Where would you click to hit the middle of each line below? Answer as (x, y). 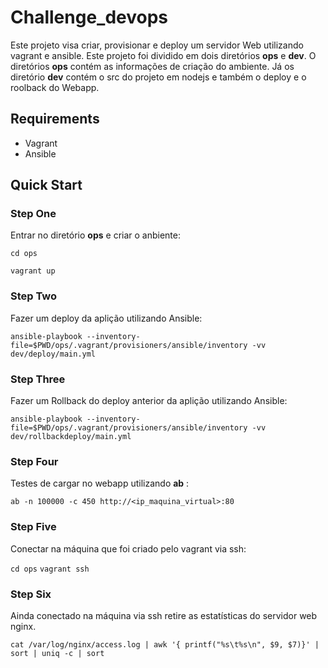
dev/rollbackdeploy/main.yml (71, 437)
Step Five (33, 527)
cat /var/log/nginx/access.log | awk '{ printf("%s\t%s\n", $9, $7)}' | (165, 644)
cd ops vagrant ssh (50, 569)
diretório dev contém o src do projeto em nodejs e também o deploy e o (158, 77)
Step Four (34, 461)
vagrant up (33, 271)
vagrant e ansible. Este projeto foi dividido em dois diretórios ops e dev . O (163, 55)
